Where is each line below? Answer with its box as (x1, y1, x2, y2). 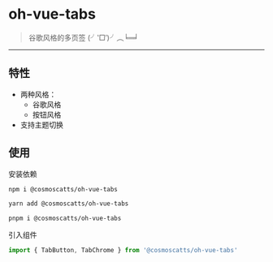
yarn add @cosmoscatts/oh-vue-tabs (8, 200, 129, 208)
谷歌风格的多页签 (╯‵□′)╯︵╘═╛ (28, 32, 140, 42)
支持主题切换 (19, 119, 63, 130)
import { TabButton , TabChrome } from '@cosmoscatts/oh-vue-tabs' (8, 247, 238, 255)
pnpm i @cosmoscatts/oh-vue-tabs (8, 214, 122, 223)
